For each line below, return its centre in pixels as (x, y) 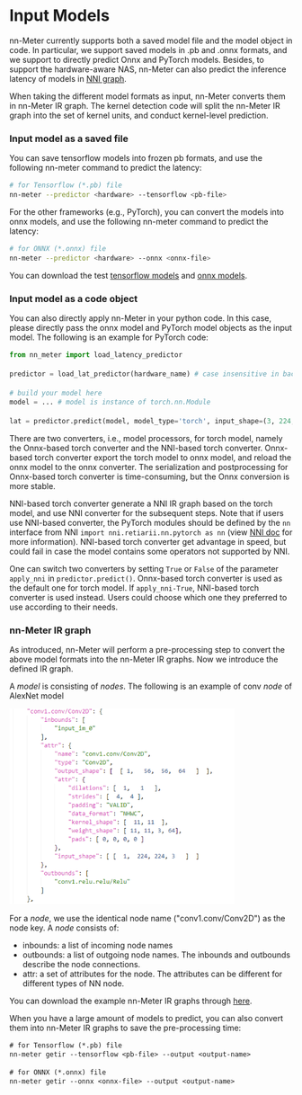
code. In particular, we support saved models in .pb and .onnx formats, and (148, 49)
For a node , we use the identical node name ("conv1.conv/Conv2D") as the (147, 918)
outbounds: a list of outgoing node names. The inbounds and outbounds (156, 955)
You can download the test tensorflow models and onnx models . (129, 275)
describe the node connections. (81, 964)
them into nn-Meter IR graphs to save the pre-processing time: (125, 1028)
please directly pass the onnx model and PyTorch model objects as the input (151, 328)
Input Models (60, 16)
